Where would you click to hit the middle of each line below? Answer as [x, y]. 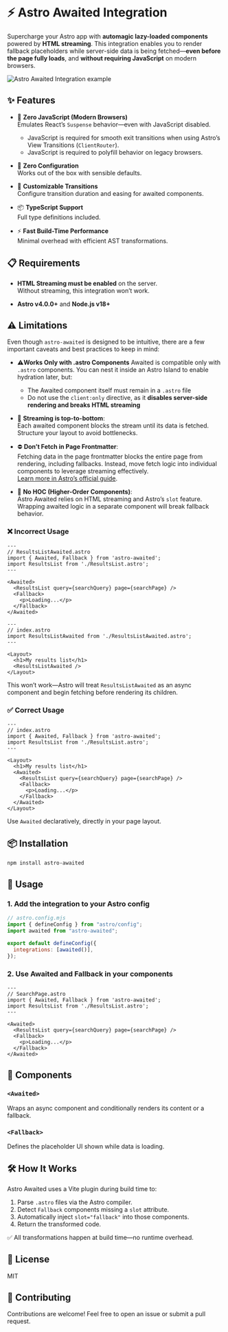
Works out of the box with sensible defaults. [79, 173]
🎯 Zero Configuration [48, 166]
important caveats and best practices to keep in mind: [83, 349]
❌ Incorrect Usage [38, 531]
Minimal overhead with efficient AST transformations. [92, 241]
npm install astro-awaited [46, 863]
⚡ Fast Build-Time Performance [62, 231]
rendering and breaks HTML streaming [84, 405]
